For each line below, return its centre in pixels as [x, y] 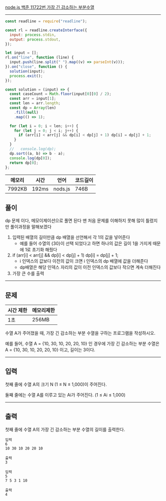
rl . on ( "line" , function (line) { [40, 58]
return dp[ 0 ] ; [24, 163]
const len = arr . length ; [35, 103]
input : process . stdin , [33, 35]
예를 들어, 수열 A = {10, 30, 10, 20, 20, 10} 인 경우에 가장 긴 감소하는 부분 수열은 [82, 343]
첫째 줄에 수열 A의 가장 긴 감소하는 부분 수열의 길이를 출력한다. [65, 429]
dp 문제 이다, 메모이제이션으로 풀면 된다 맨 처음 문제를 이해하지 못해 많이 [75, 221]
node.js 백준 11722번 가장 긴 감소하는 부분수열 [50, 7]
